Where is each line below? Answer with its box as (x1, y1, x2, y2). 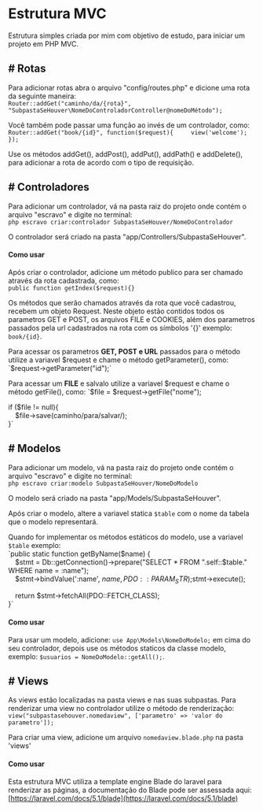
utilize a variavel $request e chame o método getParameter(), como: (8, 355, 229, 365)
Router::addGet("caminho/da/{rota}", (8, 99, 132, 107)
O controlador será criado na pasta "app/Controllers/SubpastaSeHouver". (8, 231, 247, 241)
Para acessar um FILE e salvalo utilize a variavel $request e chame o (8, 379, 230, 388)
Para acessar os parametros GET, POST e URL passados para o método (8, 346, 241, 356)
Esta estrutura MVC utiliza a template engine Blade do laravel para (8, 776, 222, 786)
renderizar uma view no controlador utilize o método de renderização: (8, 704, 235, 713)
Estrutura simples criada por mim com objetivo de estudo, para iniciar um (8, 31, 246, 40)
